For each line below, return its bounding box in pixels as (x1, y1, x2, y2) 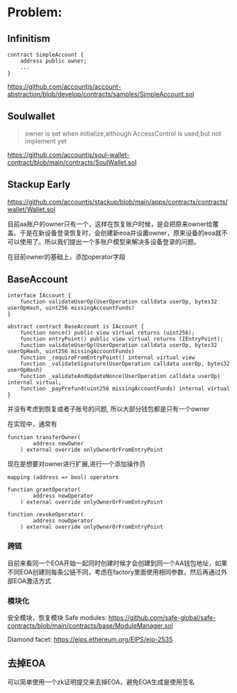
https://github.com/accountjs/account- (7, 82, 121, 91)
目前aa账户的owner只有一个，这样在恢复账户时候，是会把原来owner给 (7, 219, 213, 228)
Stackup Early (7, 179, 71, 191)
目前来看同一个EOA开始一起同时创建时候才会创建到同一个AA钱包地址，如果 (7, 558, 228, 567)
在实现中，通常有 (7, 420, 57, 428)
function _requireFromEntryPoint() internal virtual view (20, 354, 195, 362)
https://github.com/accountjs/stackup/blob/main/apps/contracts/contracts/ (7, 197, 228, 206)
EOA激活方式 (13, 576, 52, 585)
